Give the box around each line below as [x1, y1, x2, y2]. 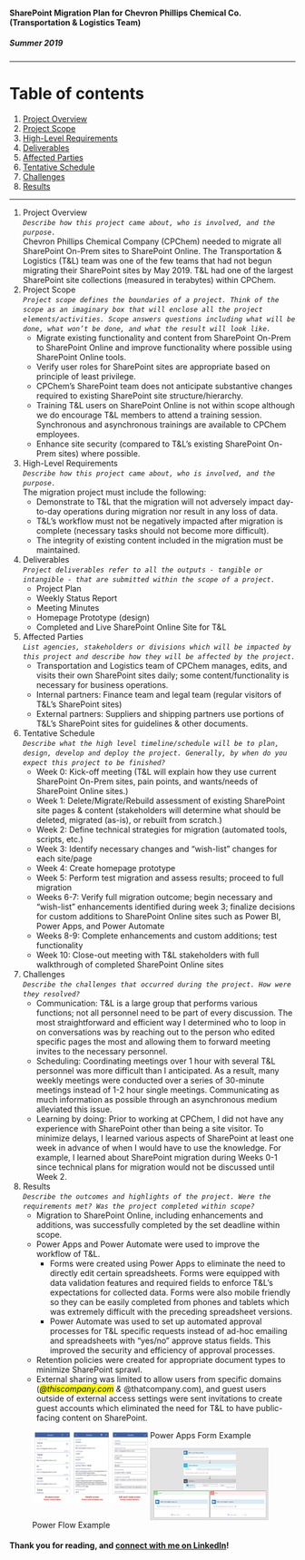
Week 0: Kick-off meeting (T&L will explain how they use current [35, 766, 277, 777]
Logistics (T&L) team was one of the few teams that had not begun [22, 255, 272, 266]
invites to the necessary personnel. [35, 1045, 168, 1056]
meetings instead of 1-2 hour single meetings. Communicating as [35, 1084, 280, 1095]
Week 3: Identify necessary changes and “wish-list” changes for [35, 843, 278, 854]
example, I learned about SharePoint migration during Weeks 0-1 [35, 1152, 279, 1163]
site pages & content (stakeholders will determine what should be [35, 804, 281, 816]
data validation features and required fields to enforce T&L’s [49, 1277, 274, 1288]
